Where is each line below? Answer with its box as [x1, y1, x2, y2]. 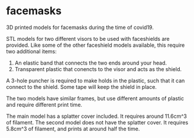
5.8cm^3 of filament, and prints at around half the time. [6, 125, 140, 132]
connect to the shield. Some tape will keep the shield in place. [6, 83, 157, 90]
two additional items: [6, 47, 57, 54]
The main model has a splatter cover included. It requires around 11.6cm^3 [6, 113, 187, 120]
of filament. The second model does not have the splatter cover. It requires [6, 118, 189, 126]
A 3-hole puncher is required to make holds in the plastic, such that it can [6, 77, 185, 84]
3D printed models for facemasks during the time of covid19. [6, 24, 154, 31]
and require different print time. [6, 101, 83, 108]
